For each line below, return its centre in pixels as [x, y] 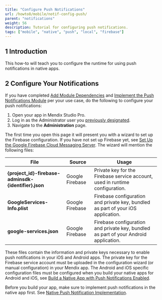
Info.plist [18, 208]
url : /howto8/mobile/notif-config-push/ [46, 14]
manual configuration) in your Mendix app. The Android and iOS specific [77, 268]
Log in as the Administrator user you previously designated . [71, 120]
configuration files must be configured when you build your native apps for [79, 273]
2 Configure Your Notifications [52, 83]
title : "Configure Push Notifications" [45, 9]
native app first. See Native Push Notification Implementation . [66, 292]
